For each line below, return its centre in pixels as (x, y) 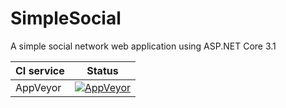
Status (102, 70)
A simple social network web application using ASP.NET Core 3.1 (143, 46)
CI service (40, 70)
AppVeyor (38, 87)
